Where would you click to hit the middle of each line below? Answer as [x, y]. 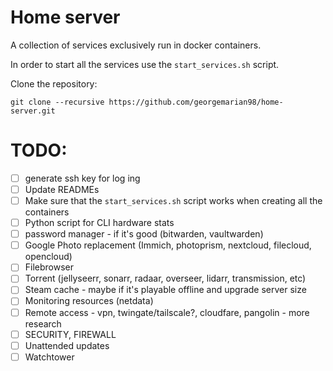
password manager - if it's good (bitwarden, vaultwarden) [144, 234]
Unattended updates [67, 345]
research [43, 323]
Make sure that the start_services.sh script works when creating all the [173, 200]
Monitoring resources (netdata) [89, 301]
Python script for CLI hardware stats [99, 223]
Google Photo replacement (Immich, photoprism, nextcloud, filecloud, [168, 245]
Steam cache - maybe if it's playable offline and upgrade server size [165, 290]
